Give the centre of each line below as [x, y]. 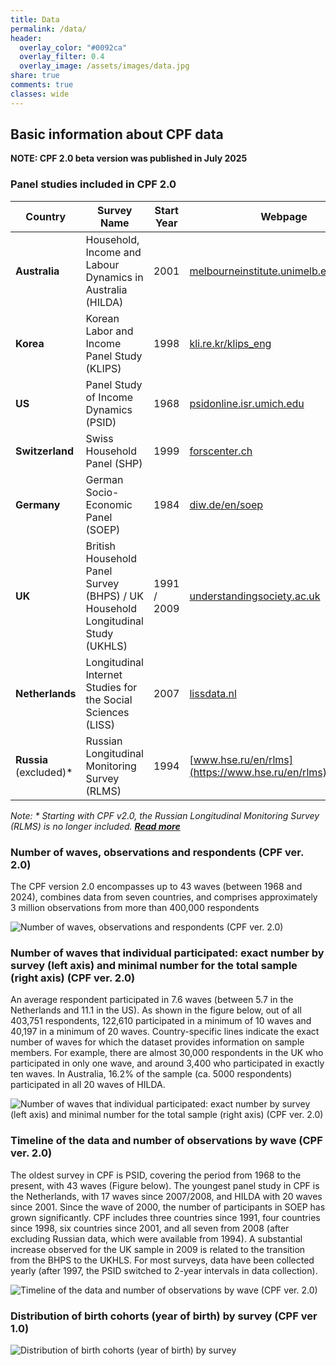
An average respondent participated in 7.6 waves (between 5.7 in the [152, 1000]
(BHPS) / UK [114, 596]
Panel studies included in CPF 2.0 [93, 184]
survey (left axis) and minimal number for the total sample [154, 965]
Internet [104, 674]
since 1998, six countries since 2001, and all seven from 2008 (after [150, 1228]
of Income [109, 397]
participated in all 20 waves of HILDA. [88, 1085]
